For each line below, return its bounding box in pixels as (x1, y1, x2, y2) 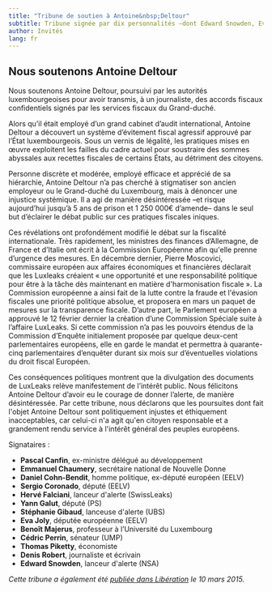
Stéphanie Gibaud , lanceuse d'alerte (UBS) (19, 507, 166, 517)
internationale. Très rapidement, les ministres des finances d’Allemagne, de (8, 236, 259, 246)
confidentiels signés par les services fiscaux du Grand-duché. (8, 103, 216, 113)
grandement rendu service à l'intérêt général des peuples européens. (8, 424, 240, 434)
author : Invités (8, 27, 63, 35)
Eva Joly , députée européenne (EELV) (19, 516, 148, 526)
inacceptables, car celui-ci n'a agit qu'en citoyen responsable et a (8, 415, 228, 425)
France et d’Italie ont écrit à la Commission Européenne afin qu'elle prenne (8, 245, 257, 255)
